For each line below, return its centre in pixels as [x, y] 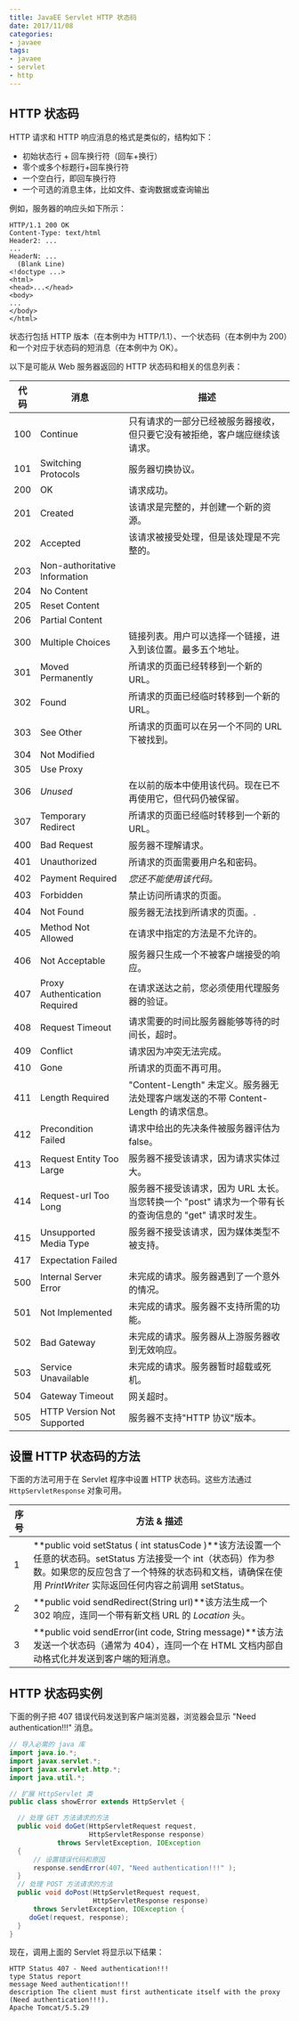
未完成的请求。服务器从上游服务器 [200, 1336]
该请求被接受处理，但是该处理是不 [200, 537]
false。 [143, 1141]
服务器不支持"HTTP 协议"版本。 [195, 1417]
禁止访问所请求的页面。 [178, 895]
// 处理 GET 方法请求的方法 [63, 1818]
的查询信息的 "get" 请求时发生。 [195, 1215]
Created [57, 513]
